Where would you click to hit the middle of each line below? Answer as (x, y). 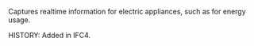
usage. (19, 20)
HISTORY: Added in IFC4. (50, 35)
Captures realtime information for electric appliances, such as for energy (127, 11)
